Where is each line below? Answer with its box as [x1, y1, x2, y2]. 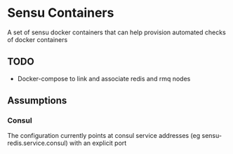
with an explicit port [69, 139, 127, 148]
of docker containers [7, 35, 68, 43]
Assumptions [7, 94, 67, 106]
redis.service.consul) [7, 139, 68, 148]
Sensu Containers [7, 5, 114, 21]
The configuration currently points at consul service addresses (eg [7, 132, 201, 140]
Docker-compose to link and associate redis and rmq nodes [17, 74, 191, 83]
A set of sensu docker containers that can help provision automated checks [7, 28, 226, 36]
